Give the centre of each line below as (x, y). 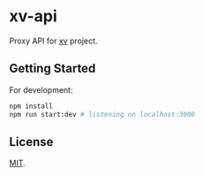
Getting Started (53, 69)
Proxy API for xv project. (53, 41)
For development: (41, 89)
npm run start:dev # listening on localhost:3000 (102, 114)
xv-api (33, 16)
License (31, 142)
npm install (31, 106)
